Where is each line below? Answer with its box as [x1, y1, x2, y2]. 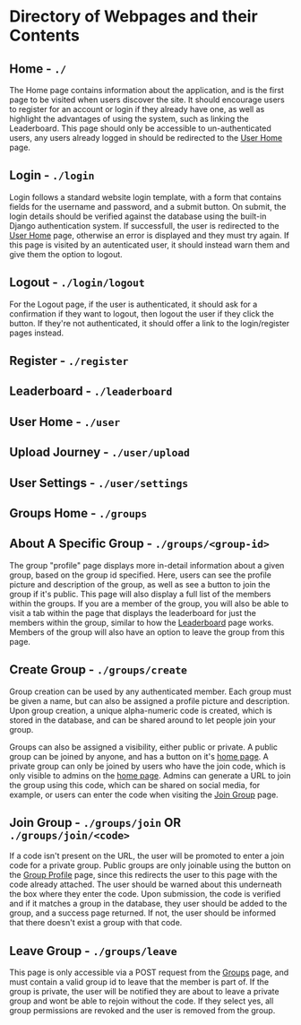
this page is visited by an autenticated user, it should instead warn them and [9, 239, 290, 250]
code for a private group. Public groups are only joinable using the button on [9, 860, 291, 871]
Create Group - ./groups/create [9, 662, 188, 678]
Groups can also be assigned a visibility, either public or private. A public [9, 742, 279, 752]
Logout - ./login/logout [9, 275, 145, 291]
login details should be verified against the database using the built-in [9, 211, 267, 222]
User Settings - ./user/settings [9, 475, 189, 491]
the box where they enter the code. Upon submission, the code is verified [9, 889, 280, 899]
